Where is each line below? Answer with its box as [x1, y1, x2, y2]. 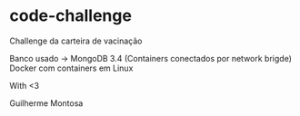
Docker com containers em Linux [9, 63, 134, 73]
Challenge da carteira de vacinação [9, 35, 143, 46]
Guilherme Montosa [9, 97, 84, 109]
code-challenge [9, 5, 132, 26]
